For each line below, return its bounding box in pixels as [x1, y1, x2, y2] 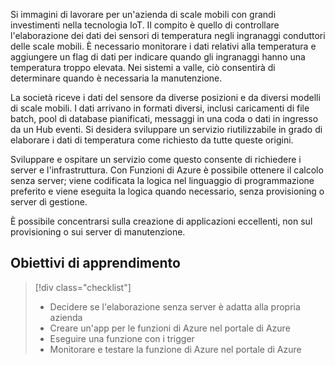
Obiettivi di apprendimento [10, 255, 181, 272]
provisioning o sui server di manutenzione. [10, 226, 186, 238]
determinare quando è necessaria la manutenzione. [10, 72, 223, 84]
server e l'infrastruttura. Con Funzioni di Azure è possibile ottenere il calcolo [10, 164, 324, 176]
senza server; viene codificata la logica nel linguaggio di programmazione [10, 175, 315, 186]
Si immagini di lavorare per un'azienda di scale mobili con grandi [10, 9, 277, 20]
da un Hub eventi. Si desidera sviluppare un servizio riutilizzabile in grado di [10, 124, 323, 135]
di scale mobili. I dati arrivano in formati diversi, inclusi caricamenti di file [10, 102, 310, 114]
